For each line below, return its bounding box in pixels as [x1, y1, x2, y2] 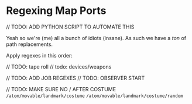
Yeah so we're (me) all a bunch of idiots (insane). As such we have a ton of [6, 34, 186, 41]
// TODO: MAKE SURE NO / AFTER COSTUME [6, 85, 116, 92]
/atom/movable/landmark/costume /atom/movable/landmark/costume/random [6, 93, 183, 99]
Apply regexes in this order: [6, 52, 73, 59]
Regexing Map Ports [6, 4, 107, 17]
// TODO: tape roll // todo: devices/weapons [6, 63, 112, 70]
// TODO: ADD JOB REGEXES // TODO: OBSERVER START [6, 74, 145, 81]
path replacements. [6, 41, 53, 48]
